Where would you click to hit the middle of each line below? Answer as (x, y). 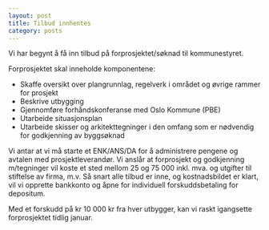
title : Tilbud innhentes (50, 23)
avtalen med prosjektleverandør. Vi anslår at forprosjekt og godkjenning (126, 159)
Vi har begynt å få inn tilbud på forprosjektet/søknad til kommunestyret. (126, 54)
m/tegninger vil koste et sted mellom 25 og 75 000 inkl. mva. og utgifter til (130, 168)
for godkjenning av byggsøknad (72, 135)
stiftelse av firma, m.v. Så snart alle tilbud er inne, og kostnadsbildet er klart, (133, 176)
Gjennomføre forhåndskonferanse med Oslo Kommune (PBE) (120, 110)
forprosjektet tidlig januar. (51, 218)
